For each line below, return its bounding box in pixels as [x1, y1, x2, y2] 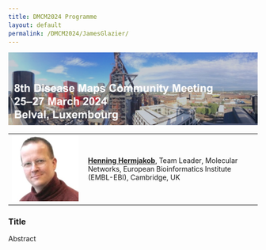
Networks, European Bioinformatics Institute [88, 164, 232, 173]
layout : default [8, 21, 62, 29]
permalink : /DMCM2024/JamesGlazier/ [8, 29, 129, 37]
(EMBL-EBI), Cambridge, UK [88, 172, 180, 182]
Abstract [8, 234, 36, 244]
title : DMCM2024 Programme [8, 13, 97, 21]
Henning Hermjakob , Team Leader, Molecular [88, 155, 238, 165]
